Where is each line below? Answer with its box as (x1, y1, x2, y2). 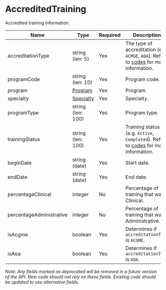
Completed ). (125, 136, 152, 143)
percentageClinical (7, 191, 52, 197)
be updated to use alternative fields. (5, 279, 79, 285)
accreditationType (7, 52, 49, 59)
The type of (125, 40, 153, 47)
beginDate (7, 159, 32, 166)
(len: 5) (72, 55, 89, 62)
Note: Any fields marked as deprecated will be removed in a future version (5, 268, 157, 274)
